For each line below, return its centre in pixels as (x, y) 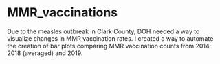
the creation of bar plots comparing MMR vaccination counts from (101, 46)
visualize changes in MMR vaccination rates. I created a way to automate (110, 38)
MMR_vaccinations (63, 13)
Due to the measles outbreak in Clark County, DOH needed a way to (103, 31)
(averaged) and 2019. (53, 53)
